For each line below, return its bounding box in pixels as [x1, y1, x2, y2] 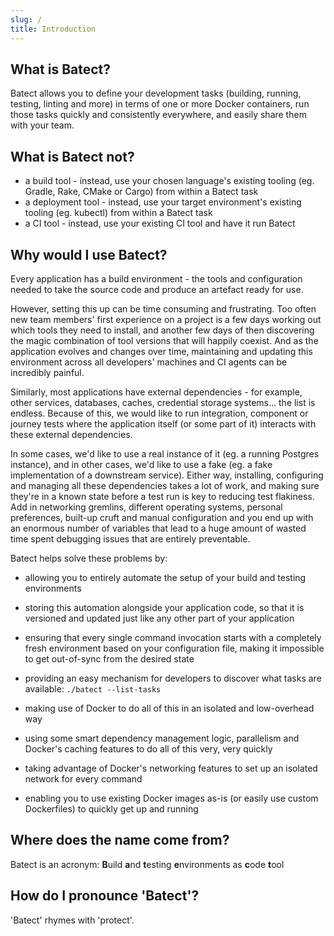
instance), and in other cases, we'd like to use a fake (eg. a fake [10, 458, 273, 470]
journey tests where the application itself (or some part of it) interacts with [10, 417, 317, 430]
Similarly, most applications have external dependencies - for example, [10, 386, 303, 398]
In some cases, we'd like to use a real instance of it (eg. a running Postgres [10, 447, 320, 460]
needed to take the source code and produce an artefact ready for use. [10, 283, 304, 295]
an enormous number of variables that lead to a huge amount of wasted [10, 522, 307, 534]
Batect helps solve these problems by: [10, 552, 168, 564]
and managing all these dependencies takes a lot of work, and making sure [10, 479, 320, 491]
